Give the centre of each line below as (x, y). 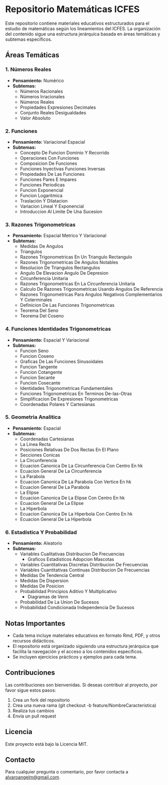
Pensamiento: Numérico (38, 80)
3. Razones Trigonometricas (40, 224)
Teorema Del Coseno (42, 316)
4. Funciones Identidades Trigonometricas (58, 329)
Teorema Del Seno (39, 310)
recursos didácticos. (34, 640)
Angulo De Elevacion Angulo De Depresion (64, 273)
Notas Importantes (35, 623)
